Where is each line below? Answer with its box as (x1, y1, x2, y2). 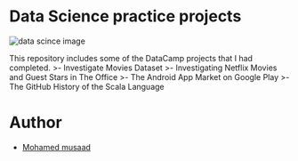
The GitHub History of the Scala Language (9, 81, 165, 92)
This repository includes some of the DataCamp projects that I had (9, 52, 254, 63)
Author (9, 113, 62, 133)
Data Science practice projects (9, 6, 242, 27)
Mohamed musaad (21, 141, 92, 152)
